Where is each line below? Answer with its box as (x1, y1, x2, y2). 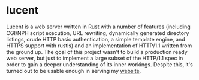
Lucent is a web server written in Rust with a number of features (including (6, 23, 191, 30)
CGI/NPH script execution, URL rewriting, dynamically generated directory (6, 29, 189, 36)
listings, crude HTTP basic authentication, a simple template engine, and (6, 36, 185, 43)
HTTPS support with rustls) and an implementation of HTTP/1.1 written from (6, 42, 192, 49)
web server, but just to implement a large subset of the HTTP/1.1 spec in (6, 55, 183, 62)
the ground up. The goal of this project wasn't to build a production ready (6, 48, 188, 55)
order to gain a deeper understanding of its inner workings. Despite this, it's (6, 60, 194, 68)
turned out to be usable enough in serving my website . (6, 67, 141, 74)
